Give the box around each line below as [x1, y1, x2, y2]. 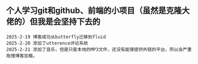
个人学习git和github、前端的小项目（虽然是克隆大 [6, 5, 190, 16]
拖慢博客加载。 [6, 53, 38, 59]
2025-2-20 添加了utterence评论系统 [6, 40, 88, 46]
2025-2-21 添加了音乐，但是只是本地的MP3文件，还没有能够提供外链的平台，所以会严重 [6, 46, 192, 52]
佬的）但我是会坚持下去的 [6, 17, 100, 27]
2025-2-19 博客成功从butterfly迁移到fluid [6, 34, 106, 40]
